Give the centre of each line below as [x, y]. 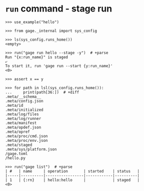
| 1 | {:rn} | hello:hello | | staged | [72, 180]
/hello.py [15, 158]
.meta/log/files [22, 114]
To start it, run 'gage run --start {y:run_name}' [59, 66]
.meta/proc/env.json [27, 140]
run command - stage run [59, 9]
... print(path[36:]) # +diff [42, 92]
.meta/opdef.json [23, 127]
